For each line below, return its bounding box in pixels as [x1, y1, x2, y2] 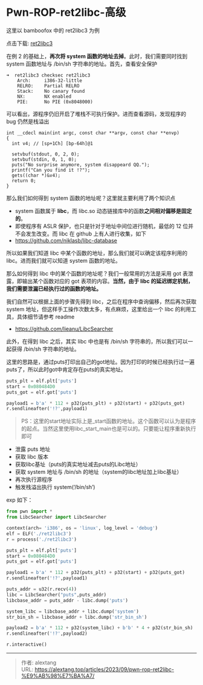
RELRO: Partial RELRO [17, 83, 80, 89]
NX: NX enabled [17, 93, 71, 100]
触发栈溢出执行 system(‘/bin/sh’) [14, 484, 95, 491]
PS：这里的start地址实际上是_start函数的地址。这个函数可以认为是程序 [21, 417, 196, 425]
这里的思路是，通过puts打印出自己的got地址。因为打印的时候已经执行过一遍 [6, 358, 195, 365]
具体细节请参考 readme [16, 313, 75, 320]
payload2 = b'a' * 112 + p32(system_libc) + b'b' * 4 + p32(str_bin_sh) [6, 625, 193, 631]
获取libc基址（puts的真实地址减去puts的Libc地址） [14, 461, 141, 468]
